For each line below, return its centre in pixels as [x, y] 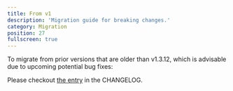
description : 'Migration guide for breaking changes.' [89, 20]
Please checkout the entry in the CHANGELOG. [75, 80]
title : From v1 [29, 14]
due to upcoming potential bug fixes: [60, 67]
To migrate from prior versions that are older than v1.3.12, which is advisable [117, 59]
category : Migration [37, 26]
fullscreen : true [33, 40]
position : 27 [26, 33]
